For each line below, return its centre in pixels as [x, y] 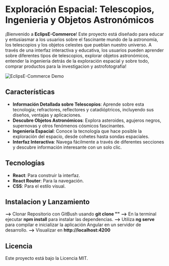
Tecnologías [25, 163]
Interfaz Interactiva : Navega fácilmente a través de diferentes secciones [88, 142]
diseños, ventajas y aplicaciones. [47, 115]
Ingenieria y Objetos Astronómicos [80, 20]
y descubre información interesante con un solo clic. [67, 147]
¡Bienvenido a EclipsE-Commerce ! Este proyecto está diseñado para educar [84, 34]
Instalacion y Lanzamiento [47, 202]
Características [30, 92]
